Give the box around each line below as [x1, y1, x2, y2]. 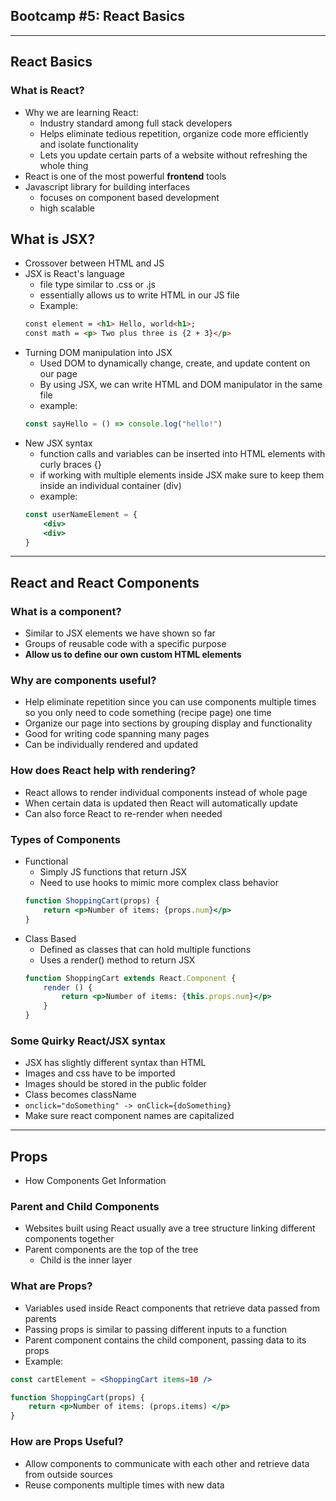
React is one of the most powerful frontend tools [24, 170, 227, 182]
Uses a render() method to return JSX [39, 954, 196, 966]
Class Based [24, 932, 77, 944]
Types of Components [10, 832, 121, 846]
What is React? [10, 84, 85, 98]
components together [24, 1233, 115, 1245]
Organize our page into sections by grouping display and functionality [24, 717, 313, 729]
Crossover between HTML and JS [24, 257, 165, 269]
